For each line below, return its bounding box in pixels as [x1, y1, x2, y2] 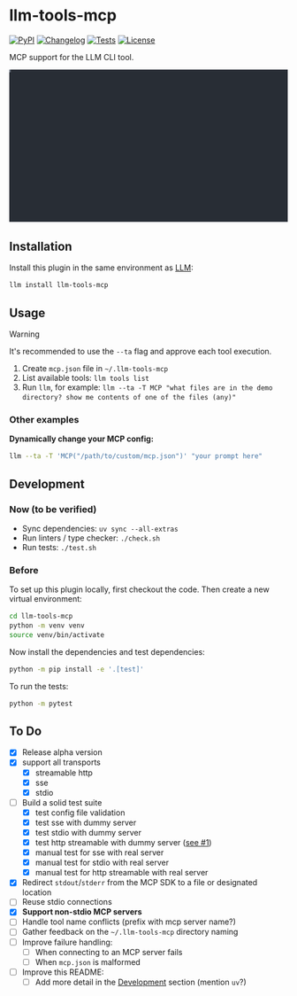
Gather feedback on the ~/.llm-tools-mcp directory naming [21, 927, 239, 938]
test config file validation [34, 807, 126, 818]
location [21, 887, 52, 898]
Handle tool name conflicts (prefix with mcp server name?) [21, 916, 237, 927]
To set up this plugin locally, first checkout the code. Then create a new [9, 584, 270, 595]
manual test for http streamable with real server [34, 868, 209, 878]
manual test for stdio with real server [34, 857, 170, 868]
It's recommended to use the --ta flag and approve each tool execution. [9, 346, 272, 357]
